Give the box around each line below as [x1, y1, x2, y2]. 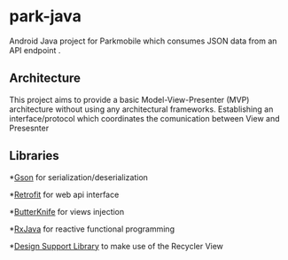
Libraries [9, 148, 59, 163]
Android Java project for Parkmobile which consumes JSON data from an [9, 35, 277, 46]
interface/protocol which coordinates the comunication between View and [9, 113, 280, 123]
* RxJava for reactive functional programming [9, 224, 175, 234]
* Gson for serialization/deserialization [9, 171, 149, 183]
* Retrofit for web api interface [9, 189, 120, 200]
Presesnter [9, 122, 50, 133]
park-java [9, 6, 82, 27]
